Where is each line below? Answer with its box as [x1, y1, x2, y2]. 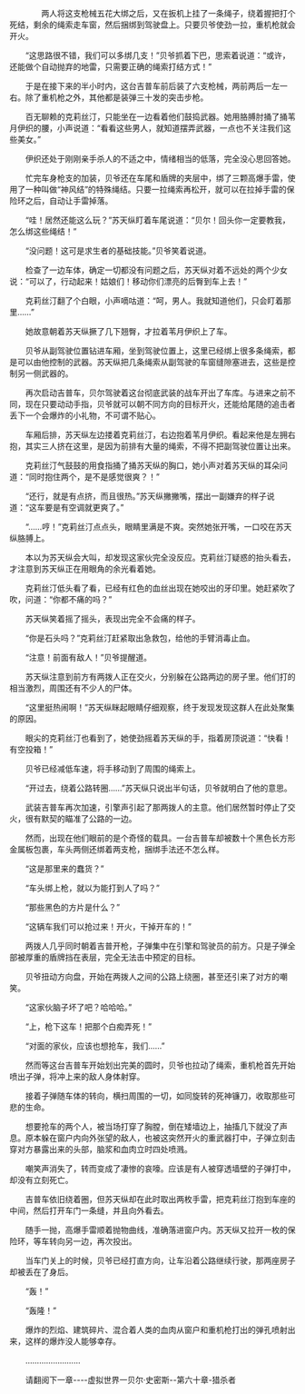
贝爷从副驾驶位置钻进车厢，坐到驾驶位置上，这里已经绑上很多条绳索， [25, 345, 288, 356]
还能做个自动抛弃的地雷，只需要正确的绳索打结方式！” [9, 62, 212, 72]
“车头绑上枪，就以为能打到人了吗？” [25, 882, 161, 893]
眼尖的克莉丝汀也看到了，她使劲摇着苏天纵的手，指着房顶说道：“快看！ [25, 732, 292, 743]
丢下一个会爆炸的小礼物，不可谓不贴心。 [9, 410, 161, 421]
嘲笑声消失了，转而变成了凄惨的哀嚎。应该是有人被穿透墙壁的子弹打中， [25, 1163, 296, 1174]
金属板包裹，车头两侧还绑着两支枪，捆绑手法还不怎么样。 [9, 844, 224, 854]
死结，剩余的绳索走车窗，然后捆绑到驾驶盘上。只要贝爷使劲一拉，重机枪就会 [9, 19, 296, 30]
